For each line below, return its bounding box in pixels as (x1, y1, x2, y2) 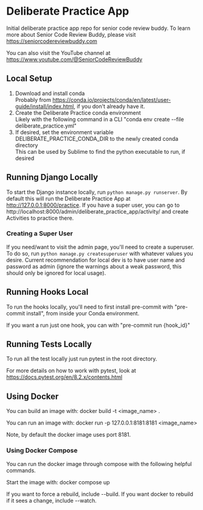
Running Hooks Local (6, 287, 89, 297)
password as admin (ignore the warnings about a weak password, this (6, 262, 182, 270)
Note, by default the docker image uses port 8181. (6, 431, 131, 439)
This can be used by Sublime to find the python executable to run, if (15, 148, 185, 155)
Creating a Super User (6, 229, 73, 238)
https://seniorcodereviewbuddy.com (6, 37, 97, 45)
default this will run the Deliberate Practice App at (6, 195, 131, 202)
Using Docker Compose (6, 447, 78, 455)
